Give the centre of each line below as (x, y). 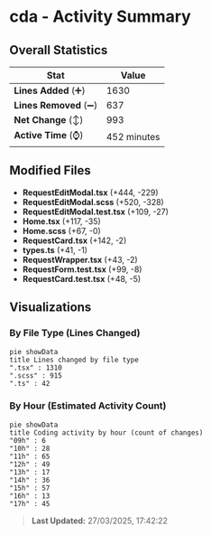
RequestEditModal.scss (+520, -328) (93, 202)
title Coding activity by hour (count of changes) (106, 432)
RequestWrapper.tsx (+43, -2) (80, 259)
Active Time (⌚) (49, 135)
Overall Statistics (59, 50)
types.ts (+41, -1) (55, 249)
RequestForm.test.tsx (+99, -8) (82, 269)
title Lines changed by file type (74, 360)
